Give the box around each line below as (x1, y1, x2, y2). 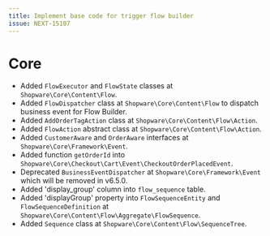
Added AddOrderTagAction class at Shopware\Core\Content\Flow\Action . (19, 115, 258, 126)
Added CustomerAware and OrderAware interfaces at (19, 133, 189, 143)
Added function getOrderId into (19, 150, 126, 160)
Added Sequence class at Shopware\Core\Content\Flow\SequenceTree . (19, 219, 247, 229)
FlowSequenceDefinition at (19, 202, 109, 212)
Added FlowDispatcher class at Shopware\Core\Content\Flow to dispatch (19, 98, 259, 108)
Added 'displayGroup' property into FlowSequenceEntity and (19, 193, 221, 203)
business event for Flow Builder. (19, 107, 127, 117)
